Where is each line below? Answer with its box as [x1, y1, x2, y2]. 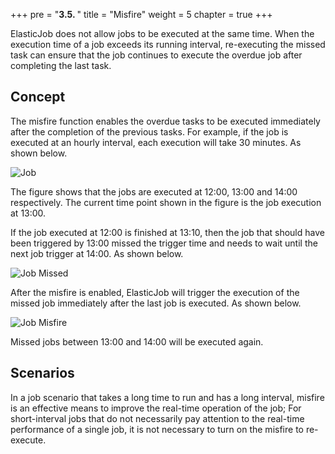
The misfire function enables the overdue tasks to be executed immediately [10, 115, 321, 127]
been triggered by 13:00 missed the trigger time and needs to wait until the [10, 237, 318, 249]
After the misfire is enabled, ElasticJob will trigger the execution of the [10, 286, 300, 298]
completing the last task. [10, 60, 112, 71]
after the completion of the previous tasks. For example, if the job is [10, 125, 289, 138]
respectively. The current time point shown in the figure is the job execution [10, 196, 322, 208]
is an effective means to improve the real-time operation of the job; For [10, 402, 302, 414]
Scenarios [10, 365, 75, 382]
